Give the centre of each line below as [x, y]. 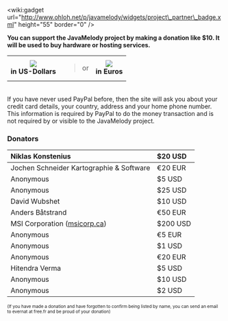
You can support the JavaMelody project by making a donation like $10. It [114, 38]
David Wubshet [35, 202]
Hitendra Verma [36, 268]
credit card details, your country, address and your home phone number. [110, 106]
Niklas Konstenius [41, 156]
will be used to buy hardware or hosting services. [79, 45]
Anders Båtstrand [39, 213]
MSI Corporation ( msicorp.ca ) [59, 224]
